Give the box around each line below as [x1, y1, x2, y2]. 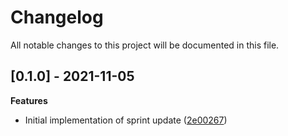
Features [10, 94, 48, 106]
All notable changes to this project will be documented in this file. [10, 39, 280, 51]
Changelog [10, 6, 104, 29]
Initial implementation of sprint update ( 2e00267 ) [24, 114, 228, 126]
